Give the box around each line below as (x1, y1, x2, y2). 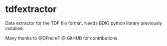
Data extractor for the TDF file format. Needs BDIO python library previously (5, 20, 162, 26)
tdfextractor (5, 3, 57, 15)
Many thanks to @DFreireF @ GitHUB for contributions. (5, 35, 119, 41)
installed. (5, 25, 24, 31)
